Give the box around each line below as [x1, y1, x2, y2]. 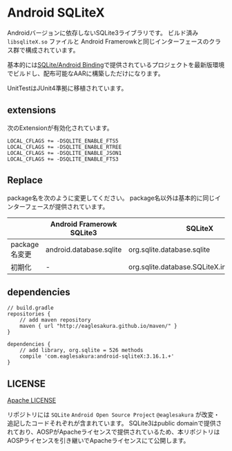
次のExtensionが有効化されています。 [7, 123, 113, 132]
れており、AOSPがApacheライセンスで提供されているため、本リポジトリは [7, 427, 220, 436]
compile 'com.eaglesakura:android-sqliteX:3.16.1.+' [19, 353, 175, 360]
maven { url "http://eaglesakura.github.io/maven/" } [19, 323, 177, 330]
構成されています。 [25, 46, 79, 54]
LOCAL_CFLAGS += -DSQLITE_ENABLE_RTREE [7, 143, 122, 150]
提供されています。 [55, 202, 109, 210]
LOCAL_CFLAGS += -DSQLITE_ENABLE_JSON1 [7, 149, 122, 156]
